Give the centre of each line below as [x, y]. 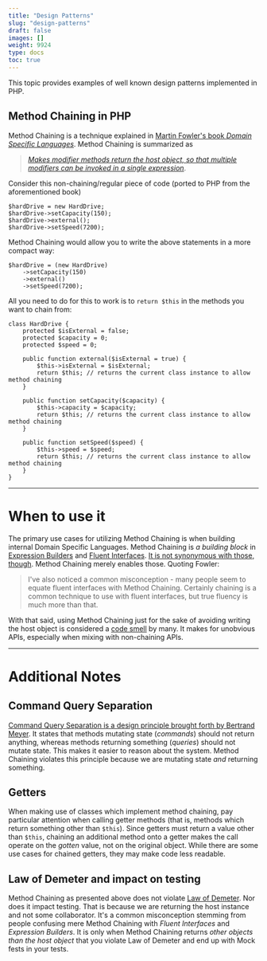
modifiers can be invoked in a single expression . [107, 167]
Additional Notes [65, 676]
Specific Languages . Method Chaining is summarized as [101, 143]
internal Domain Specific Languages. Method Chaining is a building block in [132, 547]
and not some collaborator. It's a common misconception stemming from [127, 915]
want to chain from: [40, 309]
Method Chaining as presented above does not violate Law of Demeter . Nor [132, 898]
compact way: [31, 250]
